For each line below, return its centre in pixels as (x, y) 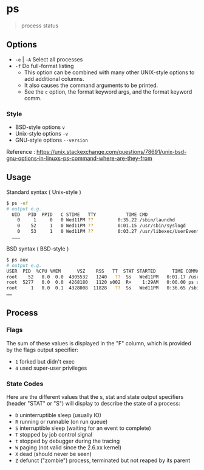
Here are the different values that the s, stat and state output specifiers (95, 397)
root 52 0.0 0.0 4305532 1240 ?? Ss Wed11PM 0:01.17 (96, 277)
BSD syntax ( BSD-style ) (38, 249)
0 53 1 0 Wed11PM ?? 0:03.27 (77, 232)
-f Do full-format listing (44, 66)
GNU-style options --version (51, 140)
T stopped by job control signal (54, 435)
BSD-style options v (40, 127)
